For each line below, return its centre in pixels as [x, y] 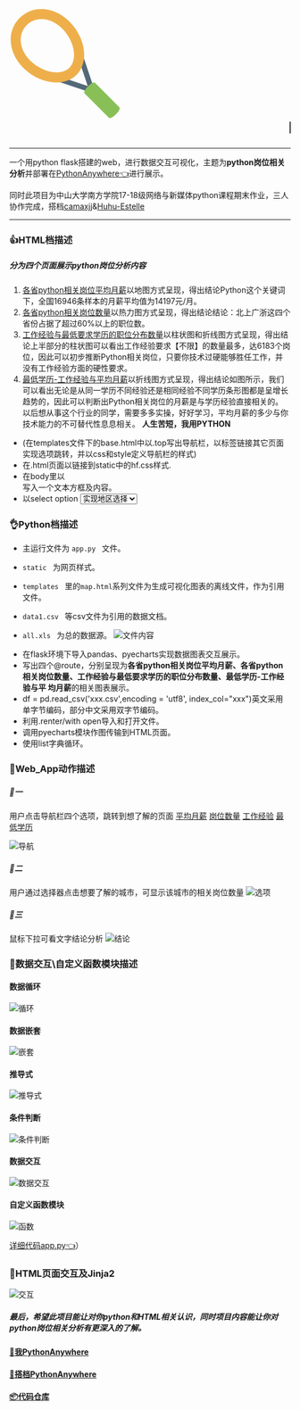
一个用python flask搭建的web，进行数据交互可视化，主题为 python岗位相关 [147, 162]
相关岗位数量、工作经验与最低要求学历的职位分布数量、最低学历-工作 [149, 676]
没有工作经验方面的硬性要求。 [77, 368]
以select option [50, 498]
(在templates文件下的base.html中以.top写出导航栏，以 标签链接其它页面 [153, 443]
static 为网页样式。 [61, 568]
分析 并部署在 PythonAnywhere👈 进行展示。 [89, 173]
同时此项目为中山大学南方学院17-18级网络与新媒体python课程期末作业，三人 [149, 195]
